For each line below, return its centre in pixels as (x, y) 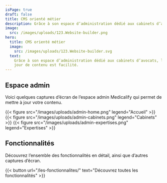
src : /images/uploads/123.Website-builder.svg (63, 51)
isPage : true (19, 10)
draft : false (19, 14)
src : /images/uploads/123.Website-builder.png (59, 33)
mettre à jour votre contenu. (34, 102)
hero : (11, 38)
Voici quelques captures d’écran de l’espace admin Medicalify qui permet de (83, 97)
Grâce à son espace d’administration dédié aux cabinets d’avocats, (86, 61)
